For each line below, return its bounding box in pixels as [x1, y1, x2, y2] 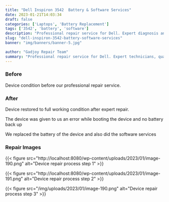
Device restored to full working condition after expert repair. [5, 107, 129, 113]
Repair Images [5, 144, 41, 151]
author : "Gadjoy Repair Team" [5, 49, 69, 55]
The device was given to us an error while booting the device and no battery [5, 116, 163, 122]
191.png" [5, 176, 24, 182]
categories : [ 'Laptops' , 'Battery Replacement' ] [5, 21, 109, 27]
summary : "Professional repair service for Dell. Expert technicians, [5, 54, 156, 59]
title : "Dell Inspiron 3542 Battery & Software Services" [5, 7, 132, 13]
